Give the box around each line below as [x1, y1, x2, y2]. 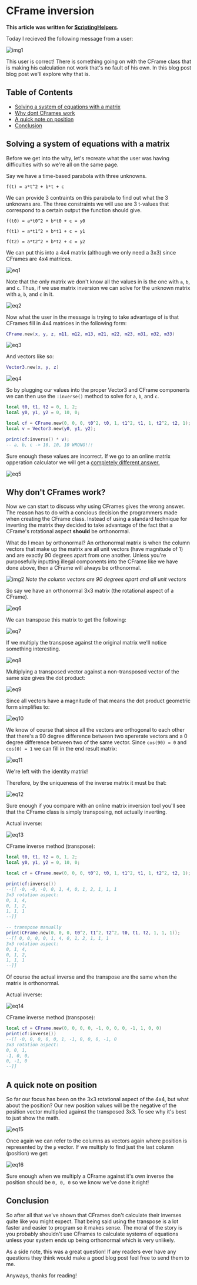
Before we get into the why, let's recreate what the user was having [6, 154, 169, 161]
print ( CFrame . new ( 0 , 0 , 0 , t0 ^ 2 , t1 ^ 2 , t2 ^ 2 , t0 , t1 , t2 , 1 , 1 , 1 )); [6, 930, 181, 936]
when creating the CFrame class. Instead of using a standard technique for [6, 516, 188, 523]
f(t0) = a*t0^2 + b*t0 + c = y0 [6, 218, 85, 224]
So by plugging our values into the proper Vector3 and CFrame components [6, 387, 190, 394]
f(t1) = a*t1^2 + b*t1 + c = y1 [6, 228, 85, 234]
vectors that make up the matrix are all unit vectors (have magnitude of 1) [6, 546, 183, 553]
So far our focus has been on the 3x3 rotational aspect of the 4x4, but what [6, 1095, 189, 1102]
